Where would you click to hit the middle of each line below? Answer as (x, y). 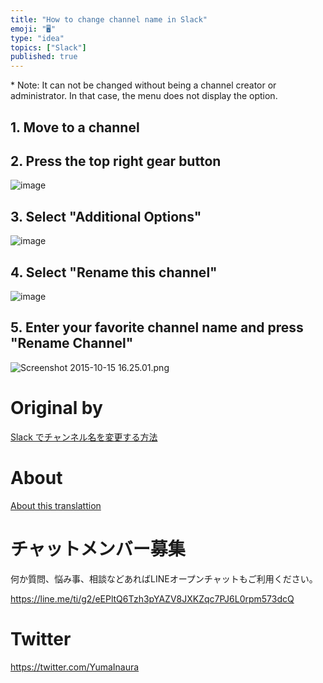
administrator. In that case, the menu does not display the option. (144, 96)
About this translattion (56, 505)
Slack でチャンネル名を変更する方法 (84, 437)
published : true (44, 57)
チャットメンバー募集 (98, 548)
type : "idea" (37, 38)
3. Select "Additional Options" (106, 216)
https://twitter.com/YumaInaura (75, 667)
